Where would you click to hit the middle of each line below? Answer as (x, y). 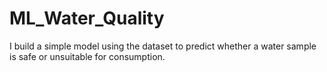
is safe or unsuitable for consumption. (87, 56)
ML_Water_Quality (87, 18)
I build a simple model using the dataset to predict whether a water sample (163, 46)
